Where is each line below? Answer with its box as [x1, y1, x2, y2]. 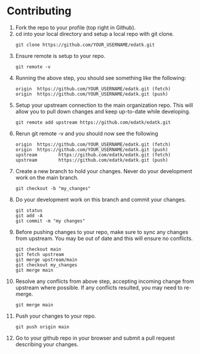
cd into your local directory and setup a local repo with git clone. [15, 30, 174, 37]
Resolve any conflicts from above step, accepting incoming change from [15, 278, 195, 285]
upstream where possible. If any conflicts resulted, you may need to [15, 284, 183, 291]
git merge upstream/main [15, 257, 78, 263]
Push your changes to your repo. [15, 312, 97, 319]
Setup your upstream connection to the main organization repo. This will [15, 101, 193, 109]
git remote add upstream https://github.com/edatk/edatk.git [15, 119, 171, 125]
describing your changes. [15, 340, 79, 347]
